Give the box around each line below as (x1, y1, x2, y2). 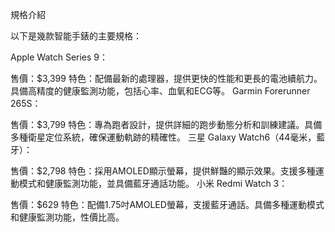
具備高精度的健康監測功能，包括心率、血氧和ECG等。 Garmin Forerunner (10, 85, 311, 97)
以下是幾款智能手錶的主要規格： (10, 30, 142, 42)
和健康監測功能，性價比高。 (10, 211, 125, 223)
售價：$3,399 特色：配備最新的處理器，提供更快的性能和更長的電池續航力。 (10, 73, 323, 84)
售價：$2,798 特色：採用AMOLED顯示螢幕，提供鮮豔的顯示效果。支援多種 (10, 165, 316, 177)
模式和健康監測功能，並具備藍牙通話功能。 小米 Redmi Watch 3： (18, 178, 288, 189)
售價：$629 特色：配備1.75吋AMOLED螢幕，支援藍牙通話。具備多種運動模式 (10, 199, 325, 210)
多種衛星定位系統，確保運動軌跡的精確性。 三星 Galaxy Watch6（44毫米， (10, 131, 317, 143)
